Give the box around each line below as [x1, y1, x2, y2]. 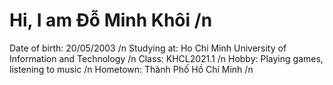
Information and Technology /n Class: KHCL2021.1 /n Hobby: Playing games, [9, 52, 324, 64]
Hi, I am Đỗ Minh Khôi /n [9, 9, 213, 32]
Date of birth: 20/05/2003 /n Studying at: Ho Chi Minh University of [9, 42, 287, 54]
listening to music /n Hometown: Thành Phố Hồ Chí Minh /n [9, 63, 254, 75]
